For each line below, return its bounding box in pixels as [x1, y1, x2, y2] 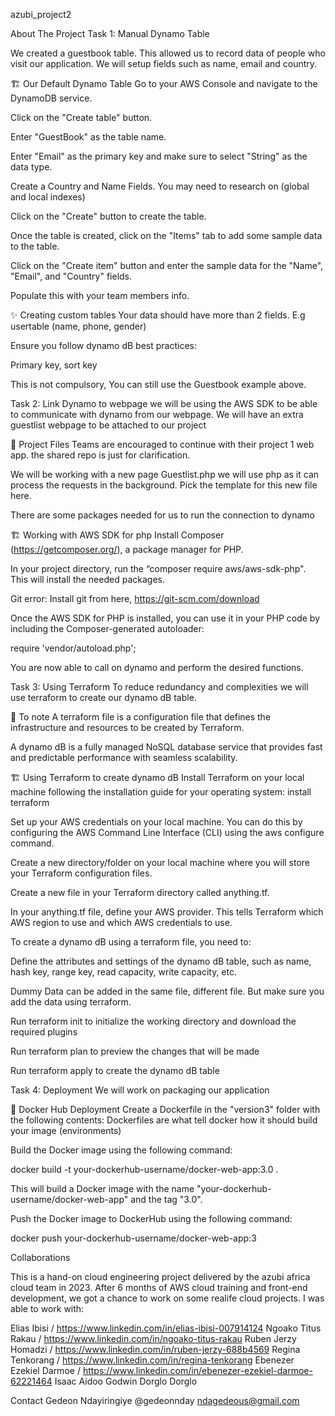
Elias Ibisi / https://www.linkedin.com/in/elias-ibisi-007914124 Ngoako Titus [10, 1322, 322, 1334]
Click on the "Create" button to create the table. [10, 210, 207, 222]
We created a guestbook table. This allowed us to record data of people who [10, 47, 326, 59]
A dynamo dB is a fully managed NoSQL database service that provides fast [10, 741, 323, 753]
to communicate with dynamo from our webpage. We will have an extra [10, 409, 304, 420]
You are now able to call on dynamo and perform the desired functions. [10, 662, 304, 673]
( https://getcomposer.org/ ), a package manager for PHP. [10, 544, 244, 555]
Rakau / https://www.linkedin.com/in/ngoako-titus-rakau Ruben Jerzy [10, 1333, 297, 1344]
